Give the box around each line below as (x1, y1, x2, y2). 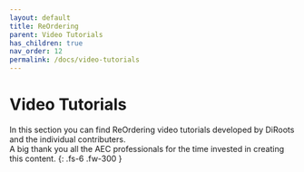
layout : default (9, 13, 71, 23)
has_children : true (9, 38, 83, 48)
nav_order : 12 (9, 47, 64, 56)
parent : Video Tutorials (9, 30, 103, 39)
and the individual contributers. (9, 133, 126, 145)
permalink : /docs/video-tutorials (9, 55, 141, 64)
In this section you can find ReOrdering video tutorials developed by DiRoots (9, 124, 295, 135)
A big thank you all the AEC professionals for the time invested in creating (9, 143, 285, 154)
